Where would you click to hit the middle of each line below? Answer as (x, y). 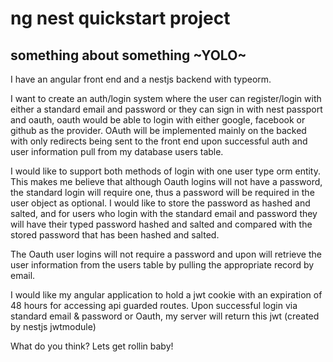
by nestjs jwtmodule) (53, 326)
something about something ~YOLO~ (128, 55)
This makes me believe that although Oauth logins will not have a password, (166, 181)
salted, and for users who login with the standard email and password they (164, 213)
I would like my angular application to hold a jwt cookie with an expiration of (166, 295)
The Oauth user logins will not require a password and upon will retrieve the (166, 254)
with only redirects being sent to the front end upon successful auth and (159, 141)
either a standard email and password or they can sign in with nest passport (166, 109)
